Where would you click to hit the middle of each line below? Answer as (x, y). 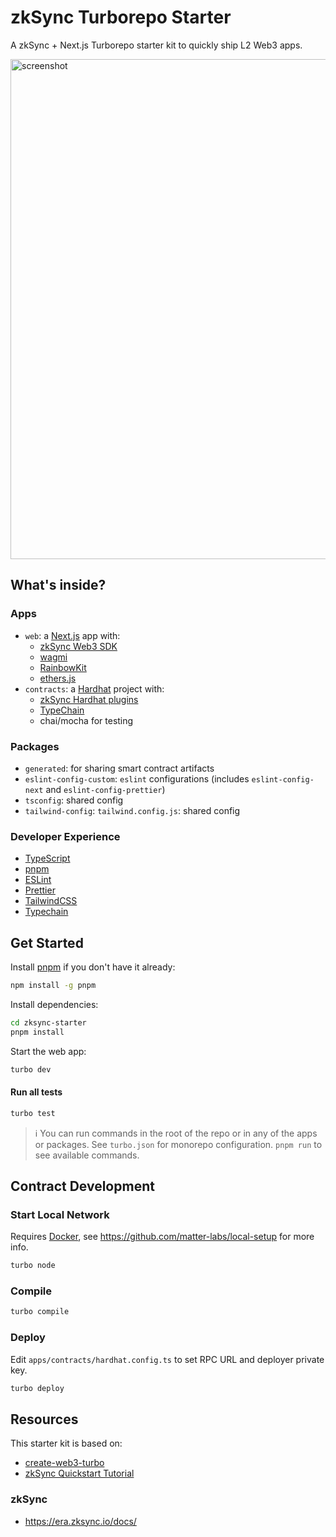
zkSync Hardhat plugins (89, 699)
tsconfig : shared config (74, 800)
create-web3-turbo (64, 1463)
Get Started (47, 942)
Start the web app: (48, 1051)
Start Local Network (60, 1214)
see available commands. (87, 1155)
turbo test (33, 1113)
